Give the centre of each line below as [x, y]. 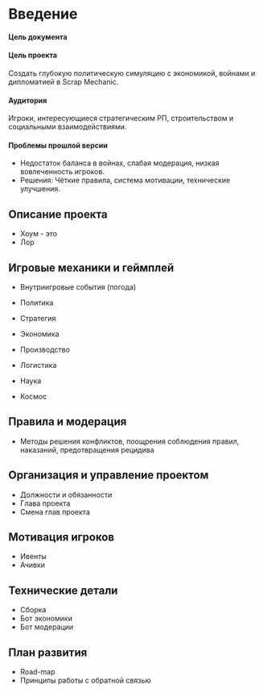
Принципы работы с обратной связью [85, 680]
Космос [33, 397]
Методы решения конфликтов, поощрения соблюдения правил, [129, 441]
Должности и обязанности [66, 495]
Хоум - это [39, 234]
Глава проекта [45, 503]
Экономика [39, 334]
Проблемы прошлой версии [58, 145]
